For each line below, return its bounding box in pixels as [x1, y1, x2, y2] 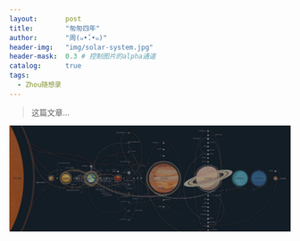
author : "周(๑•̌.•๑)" [9, 33, 107, 42]
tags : [9, 71, 29, 80]
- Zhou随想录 [17, 80, 62, 89]
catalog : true [9, 62, 82, 71]
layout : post [9, 14, 82, 23]
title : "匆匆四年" [9, 23, 101, 33]
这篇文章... [30, 107, 70, 118]
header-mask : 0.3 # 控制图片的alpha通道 [9, 52, 156, 62]
